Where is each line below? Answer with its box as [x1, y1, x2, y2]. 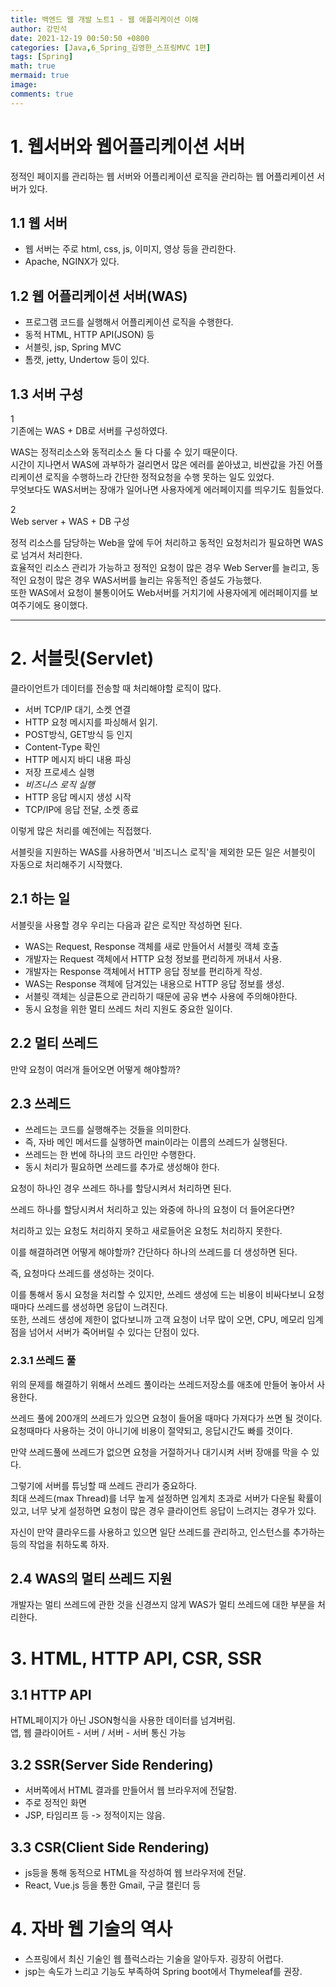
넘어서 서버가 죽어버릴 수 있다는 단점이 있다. [28, 1326, 200, 1338]
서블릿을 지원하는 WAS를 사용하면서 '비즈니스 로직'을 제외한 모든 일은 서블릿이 [10, 846, 316, 858]
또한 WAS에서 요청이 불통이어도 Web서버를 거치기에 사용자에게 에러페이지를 [10, 587, 308, 598]
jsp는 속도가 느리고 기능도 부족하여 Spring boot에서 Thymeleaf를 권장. [24, 1966, 303, 1978]
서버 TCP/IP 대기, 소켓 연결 [24, 703, 132, 715]
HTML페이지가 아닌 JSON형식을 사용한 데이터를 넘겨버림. [10, 1714, 236, 1726]
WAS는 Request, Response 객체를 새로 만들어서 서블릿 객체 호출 [24, 940, 280, 952]
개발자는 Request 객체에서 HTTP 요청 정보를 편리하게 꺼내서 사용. [24, 952, 283, 965]
